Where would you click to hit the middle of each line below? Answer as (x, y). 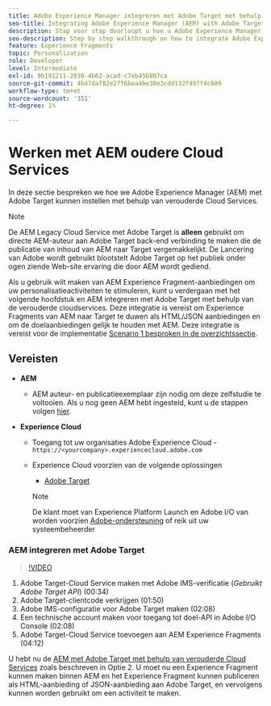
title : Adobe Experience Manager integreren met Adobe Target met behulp (135, 16)
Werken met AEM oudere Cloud (116, 153)
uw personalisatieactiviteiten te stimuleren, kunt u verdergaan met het (124, 290)
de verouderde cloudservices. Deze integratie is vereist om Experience (126, 308)
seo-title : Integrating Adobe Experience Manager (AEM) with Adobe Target (137, 23)
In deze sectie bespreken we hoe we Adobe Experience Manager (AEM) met (135, 192)
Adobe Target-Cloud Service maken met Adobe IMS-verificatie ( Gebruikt (141, 583)
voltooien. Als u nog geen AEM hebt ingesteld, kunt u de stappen (140, 402)
